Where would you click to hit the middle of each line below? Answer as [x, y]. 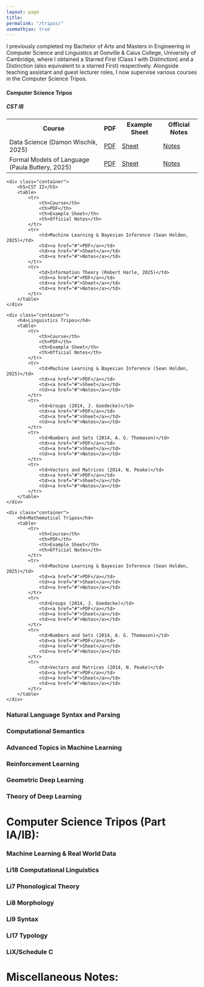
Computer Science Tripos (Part [86, 822]
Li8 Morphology [30, 903]
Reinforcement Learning [43, 764]
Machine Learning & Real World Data [61, 853]
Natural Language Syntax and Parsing [63, 714]
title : [15, 18]
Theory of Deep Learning [44, 797]
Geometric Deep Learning [45, 780]
